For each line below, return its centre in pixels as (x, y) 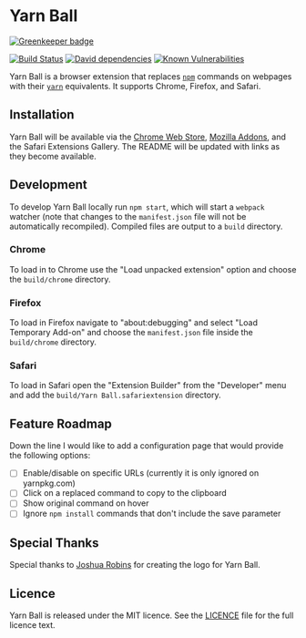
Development (49, 185)
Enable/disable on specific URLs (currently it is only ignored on (141, 473)
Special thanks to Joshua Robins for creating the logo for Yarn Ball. (135, 565)
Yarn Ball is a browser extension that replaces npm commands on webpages (151, 76)
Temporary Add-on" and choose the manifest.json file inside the (131, 333)
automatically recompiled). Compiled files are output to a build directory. (146, 226)
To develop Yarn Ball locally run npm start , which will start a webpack (137, 207)
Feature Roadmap (61, 423)
